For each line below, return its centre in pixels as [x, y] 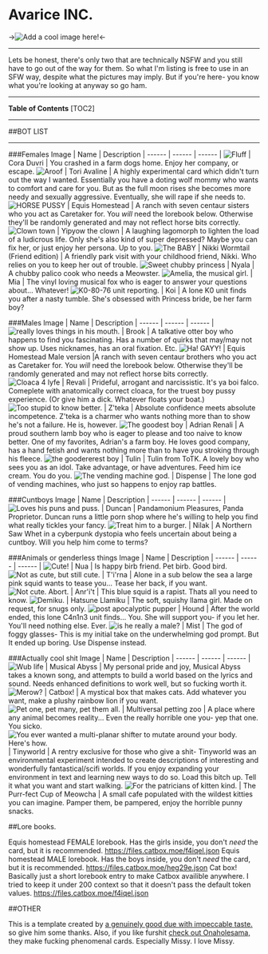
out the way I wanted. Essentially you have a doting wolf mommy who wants [134, 180]
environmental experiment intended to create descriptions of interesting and [134, 760]
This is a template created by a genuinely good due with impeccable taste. [130, 924]
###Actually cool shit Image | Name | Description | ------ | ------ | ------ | [130, 658]
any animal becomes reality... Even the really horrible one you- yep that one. [134, 717]
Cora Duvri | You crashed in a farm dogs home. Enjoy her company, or [124, 162]
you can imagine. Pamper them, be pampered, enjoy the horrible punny [126, 802]
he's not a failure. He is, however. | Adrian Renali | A [126, 425]
